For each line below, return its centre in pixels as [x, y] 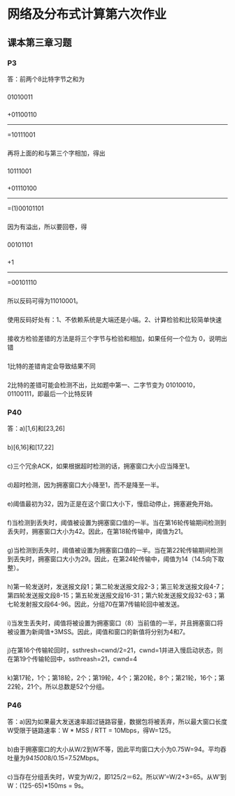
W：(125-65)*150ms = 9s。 [47, 785]
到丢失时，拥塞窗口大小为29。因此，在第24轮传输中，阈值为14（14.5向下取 [116, 559]
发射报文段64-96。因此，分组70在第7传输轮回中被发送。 [101, 604]
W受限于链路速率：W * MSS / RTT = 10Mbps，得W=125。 [91, 730]
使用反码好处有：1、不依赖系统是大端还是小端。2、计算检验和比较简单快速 [115, 320]
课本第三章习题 [40, 42]
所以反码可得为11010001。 [45, 301]
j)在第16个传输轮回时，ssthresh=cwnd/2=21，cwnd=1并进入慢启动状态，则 [115, 650]
